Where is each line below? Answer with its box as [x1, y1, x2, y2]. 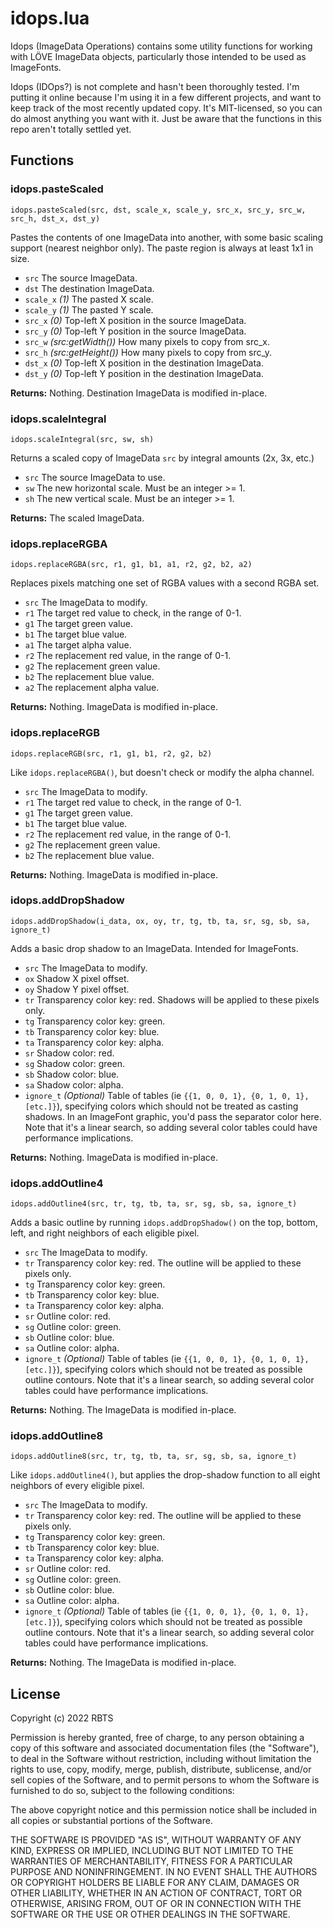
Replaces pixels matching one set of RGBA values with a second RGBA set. [10, 577, 320, 589]
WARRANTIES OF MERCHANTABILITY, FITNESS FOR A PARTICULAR [10, 1855, 293, 1867]
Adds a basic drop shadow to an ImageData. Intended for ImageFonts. [10, 942, 299, 954]
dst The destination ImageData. [24, 282, 155, 294]
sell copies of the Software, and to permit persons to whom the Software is [10, 1774, 320, 1786]
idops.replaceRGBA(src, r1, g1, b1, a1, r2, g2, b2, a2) [10, 560, 253, 570]
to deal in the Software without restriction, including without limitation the [10, 1753, 312, 1765]
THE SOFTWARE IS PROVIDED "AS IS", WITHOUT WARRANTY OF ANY [10, 1834, 302, 1846]
